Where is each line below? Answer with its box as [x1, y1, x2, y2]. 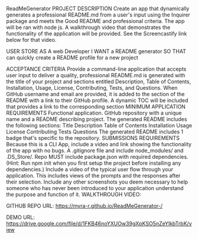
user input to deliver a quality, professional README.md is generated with [6, 72, 186, 78]
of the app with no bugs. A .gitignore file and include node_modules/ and [6, 147, 184, 154]
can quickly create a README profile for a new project [6, 54, 139, 61]
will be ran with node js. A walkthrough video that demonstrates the [6, 24, 170, 31]
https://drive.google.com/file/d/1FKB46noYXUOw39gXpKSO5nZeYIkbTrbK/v [6, 220, 192, 227]
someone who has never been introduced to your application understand [6, 185, 184, 191]
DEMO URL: [6, 214, 35, 221]
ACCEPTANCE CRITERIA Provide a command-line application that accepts [6, 66, 187, 73]
